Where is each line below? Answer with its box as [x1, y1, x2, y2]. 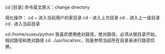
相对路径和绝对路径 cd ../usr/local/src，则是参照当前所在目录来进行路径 [5, 37, 151, 43]
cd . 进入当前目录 [5, 21, 41, 27]
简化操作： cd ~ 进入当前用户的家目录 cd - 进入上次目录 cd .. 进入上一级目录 [5, 15, 160, 21]
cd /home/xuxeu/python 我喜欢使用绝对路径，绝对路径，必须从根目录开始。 [5, 31, 159, 37]
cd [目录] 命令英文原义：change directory [5, 4, 90, 10]
